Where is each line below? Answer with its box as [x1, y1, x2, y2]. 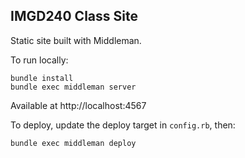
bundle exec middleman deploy [10, 138, 137, 148]
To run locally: [10, 54, 69, 66]
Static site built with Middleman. [10, 34, 142, 46]
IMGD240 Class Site [10, 8, 138, 25]
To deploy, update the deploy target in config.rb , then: [10, 119, 236, 131]
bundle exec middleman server [10, 82, 137, 92]
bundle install [10, 73, 74, 83]
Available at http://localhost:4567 [10, 99, 147, 111]
